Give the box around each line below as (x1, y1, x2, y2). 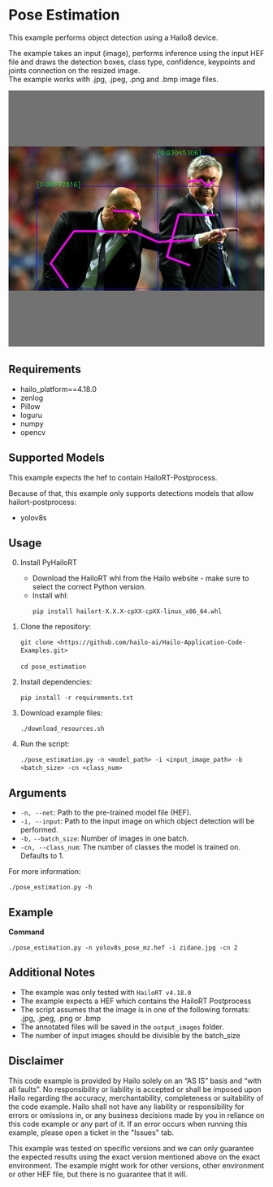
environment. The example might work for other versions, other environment (8, 1160, 265, 1170)
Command (8, 927, 45, 937)
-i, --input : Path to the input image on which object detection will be (19, 816, 255, 826)
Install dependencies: (19, 677, 93, 687)
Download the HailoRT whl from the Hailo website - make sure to (32, 573, 249, 583)
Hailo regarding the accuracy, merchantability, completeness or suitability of (8, 1093, 264, 1102)
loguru (19, 410, 42, 420)
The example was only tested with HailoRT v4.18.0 (19, 987, 192, 997)
